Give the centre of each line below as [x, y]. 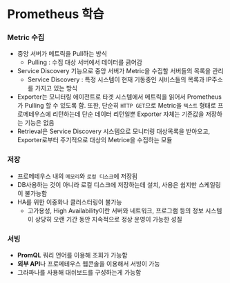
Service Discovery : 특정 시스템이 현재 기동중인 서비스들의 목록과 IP [119, 79]
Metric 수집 [26, 37]
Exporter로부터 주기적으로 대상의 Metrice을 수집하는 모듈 [95, 140]
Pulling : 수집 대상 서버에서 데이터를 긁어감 [85, 62]
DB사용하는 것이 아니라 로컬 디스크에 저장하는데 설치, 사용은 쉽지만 [107, 184]
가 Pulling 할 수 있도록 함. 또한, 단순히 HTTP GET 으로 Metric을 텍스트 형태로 [116, 106]
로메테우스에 [34, 114]
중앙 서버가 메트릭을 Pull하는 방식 [62, 54]
